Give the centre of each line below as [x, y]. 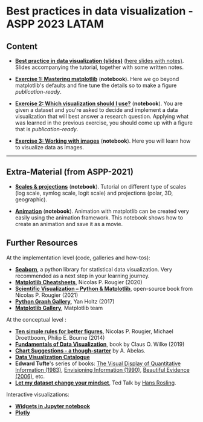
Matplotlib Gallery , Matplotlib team [59, 308]
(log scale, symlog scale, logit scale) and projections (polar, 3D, [94, 193]
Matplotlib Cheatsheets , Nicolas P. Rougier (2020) [79, 282]
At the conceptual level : [36, 319]
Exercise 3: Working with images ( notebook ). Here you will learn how [103, 141]
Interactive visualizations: [38, 394]
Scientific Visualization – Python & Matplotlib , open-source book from [104, 288]
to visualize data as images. [50, 147]
